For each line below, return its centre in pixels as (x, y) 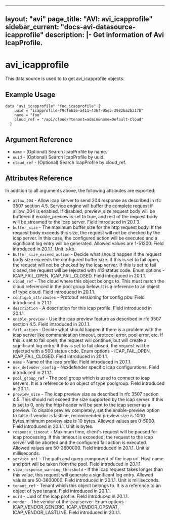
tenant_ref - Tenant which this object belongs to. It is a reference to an (87, 485)
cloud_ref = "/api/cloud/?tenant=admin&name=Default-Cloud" (79, 119)
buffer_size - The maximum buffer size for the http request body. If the (87, 227)
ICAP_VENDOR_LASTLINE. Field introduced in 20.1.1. (67, 512)
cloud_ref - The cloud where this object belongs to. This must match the (88, 281)
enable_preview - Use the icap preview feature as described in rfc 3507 (87, 318)
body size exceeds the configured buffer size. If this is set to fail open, (86, 259)
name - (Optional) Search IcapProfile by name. (60, 151)
